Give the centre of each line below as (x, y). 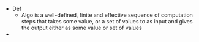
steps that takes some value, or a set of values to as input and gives (107, 21)
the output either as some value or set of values (81, 28)
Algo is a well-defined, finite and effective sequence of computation (107, 15)
